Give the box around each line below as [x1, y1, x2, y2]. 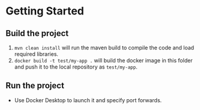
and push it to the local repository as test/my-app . [14, 63, 138, 70]
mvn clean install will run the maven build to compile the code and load [14, 44, 195, 51]
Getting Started [5, 4, 85, 18]
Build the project [5, 28, 69, 38]
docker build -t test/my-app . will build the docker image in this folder [14, 57, 193, 64]
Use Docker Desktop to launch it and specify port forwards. [14, 96, 162, 103]
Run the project [5, 81, 64, 91]
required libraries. [14, 50, 58, 58]
